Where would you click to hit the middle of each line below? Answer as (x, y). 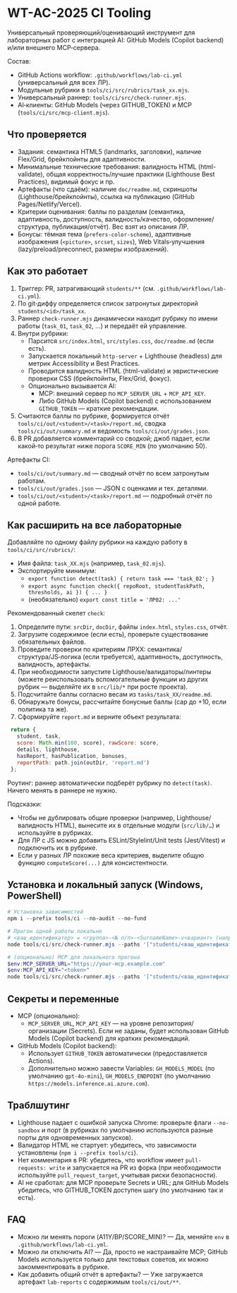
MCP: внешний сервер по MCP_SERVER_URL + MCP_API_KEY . (122, 393)
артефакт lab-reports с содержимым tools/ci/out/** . (99, 1282)
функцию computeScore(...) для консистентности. (93, 862)
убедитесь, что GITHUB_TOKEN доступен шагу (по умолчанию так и (120, 1190)
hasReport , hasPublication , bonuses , (72, 756)
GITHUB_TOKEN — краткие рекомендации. (99, 408)
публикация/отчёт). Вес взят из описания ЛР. (120, 227)
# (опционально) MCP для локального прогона (74, 957)
